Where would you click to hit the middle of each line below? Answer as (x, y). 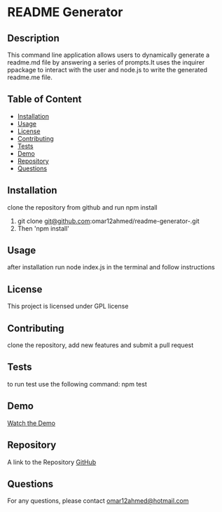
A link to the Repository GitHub (52, 462)
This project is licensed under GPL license (68, 306)
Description (33, 38)
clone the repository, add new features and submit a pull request (100, 345)
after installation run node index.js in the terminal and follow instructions (111, 267)
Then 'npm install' (43, 228)
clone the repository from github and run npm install (82, 207)
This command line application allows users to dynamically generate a (109, 55)
